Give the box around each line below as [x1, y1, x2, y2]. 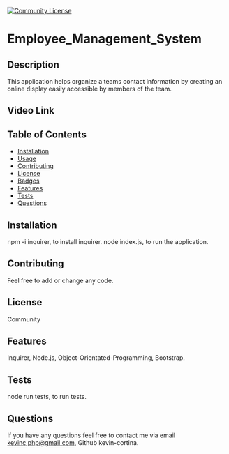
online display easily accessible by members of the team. [7, 84, 172, 93]
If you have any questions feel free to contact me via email [7, 431, 176, 439]
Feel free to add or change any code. [7, 276, 114, 285]
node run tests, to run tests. [7, 393, 87, 401]
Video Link [7, 105, 54, 116]
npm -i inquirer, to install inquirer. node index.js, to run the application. [7, 238, 209, 246]
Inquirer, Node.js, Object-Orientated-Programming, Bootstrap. [7, 354, 185, 362]
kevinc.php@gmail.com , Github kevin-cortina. [7, 439, 139, 447]
